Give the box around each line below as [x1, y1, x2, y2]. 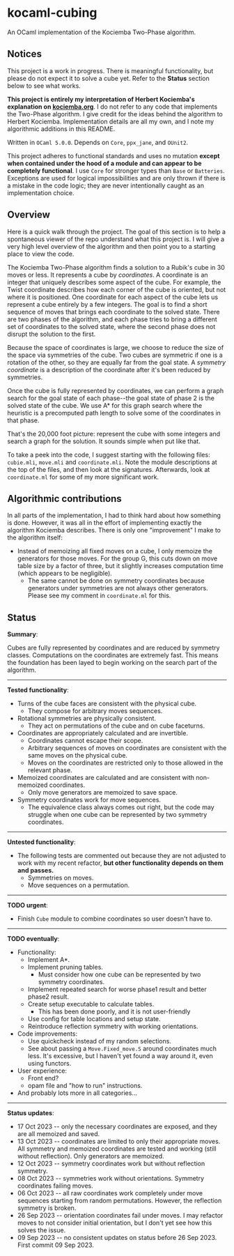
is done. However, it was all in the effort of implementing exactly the [7, 519, 202, 527]
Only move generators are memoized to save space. [27, 788, 178, 797]
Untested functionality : [7, 838, 76, 846]
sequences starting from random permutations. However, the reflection [17, 1197, 222, 1205]
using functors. [27, 1059, 72, 1068]
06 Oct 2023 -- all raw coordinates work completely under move [17, 1189, 203, 1197]
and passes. [17, 866, 54, 875]
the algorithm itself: [7, 533, 63, 542]
